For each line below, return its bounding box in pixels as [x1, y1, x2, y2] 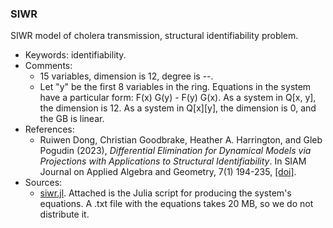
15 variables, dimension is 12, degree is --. [39, 70, 214, 82]
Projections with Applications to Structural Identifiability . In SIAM [39, 155, 307, 167]
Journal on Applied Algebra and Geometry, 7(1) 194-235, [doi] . [39, 166, 297, 178]
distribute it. [39, 208, 90, 221]
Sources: [24, 177, 63, 189]
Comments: [24, 60, 73, 72]
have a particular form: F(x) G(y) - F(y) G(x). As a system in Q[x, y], [39, 92, 317, 104]
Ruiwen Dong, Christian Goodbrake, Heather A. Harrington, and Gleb [39, 134, 323, 146]
